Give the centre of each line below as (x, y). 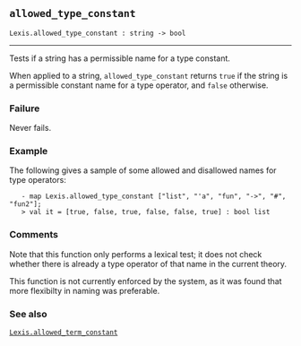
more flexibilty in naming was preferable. (85, 290)
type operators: (38, 180)
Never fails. (30, 128)
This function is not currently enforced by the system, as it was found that (146, 281)
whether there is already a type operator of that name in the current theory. (148, 264)
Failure (25, 108)
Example (29, 151)
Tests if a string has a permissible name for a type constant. (120, 58)
